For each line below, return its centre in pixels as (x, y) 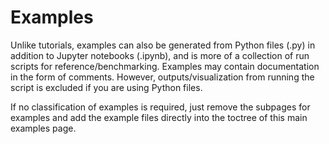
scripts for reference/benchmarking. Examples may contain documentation (165, 66)
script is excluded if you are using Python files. (106, 87)
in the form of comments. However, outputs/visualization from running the (162, 77)
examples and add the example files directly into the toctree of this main (159, 117)
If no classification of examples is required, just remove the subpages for (160, 107)
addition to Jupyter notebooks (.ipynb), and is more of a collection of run (160, 55)
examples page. (43, 128)
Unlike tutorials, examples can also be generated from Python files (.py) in (163, 45)
